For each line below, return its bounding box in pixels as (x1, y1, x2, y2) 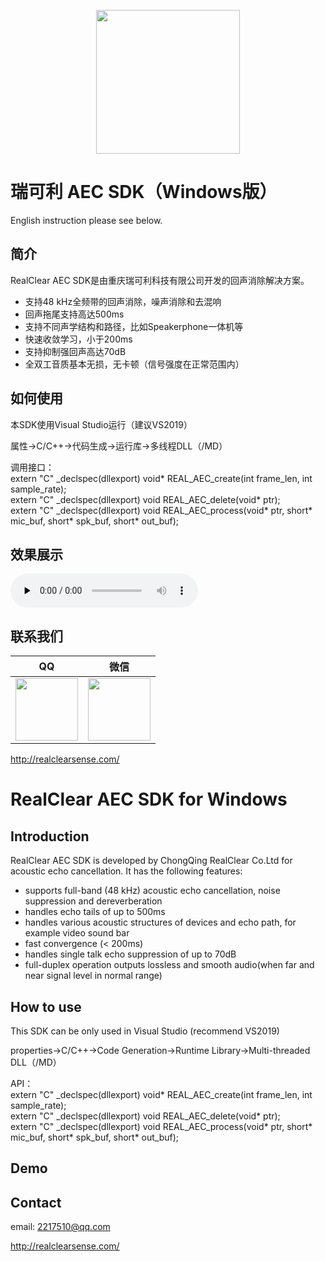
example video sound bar (24, 927, 130, 939)
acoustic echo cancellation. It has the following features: (10, 865, 243, 877)
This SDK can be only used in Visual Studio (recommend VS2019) (10, 1025, 280, 1037)
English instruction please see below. (10, 214, 163, 226)
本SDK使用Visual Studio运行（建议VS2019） (10, 418, 193, 430)
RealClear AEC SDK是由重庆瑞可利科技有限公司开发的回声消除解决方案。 (10, 274, 310, 286)
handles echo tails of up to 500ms (24, 906, 166, 918)
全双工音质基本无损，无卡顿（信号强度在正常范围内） (24, 358, 245, 370)
